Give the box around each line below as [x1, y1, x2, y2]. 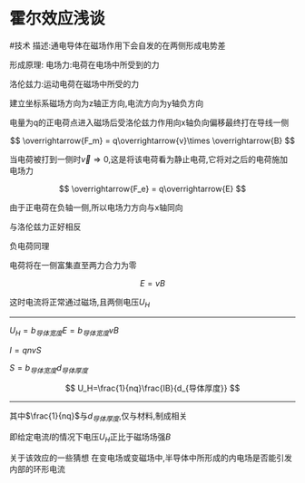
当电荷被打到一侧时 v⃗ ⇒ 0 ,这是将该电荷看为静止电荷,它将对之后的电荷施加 [9, 153, 289, 164]
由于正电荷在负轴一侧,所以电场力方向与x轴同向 [9, 201, 183, 213]
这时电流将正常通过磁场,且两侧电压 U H [9, 296, 151, 309]
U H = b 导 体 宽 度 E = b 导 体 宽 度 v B [9, 324, 120, 338]
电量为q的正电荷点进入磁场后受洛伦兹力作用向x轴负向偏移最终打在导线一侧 [9, 117, 290, 128]
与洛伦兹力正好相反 [9, 221, 82, 232]
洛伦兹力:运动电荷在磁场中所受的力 [9, 78, 140, 89]
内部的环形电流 [9, 463, 65, 474]
